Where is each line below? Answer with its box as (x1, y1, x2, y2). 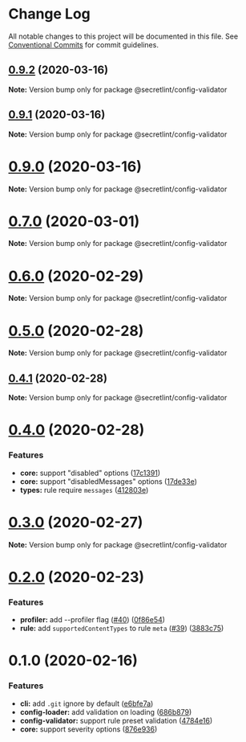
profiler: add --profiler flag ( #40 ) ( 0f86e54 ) (19, 615, 166, 625)
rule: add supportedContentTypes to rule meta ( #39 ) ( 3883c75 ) (19, 624, 224, 633)
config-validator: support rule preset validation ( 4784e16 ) (19, 715, 213, 725)
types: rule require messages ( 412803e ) (19, 485, 149, 494)
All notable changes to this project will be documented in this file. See (8, 31, 239, 41)
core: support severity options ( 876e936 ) (19, 724, 158, 734)
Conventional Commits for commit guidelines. (8, 39, 159, 49)
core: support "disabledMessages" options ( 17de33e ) (19, 476, 198, 486)
